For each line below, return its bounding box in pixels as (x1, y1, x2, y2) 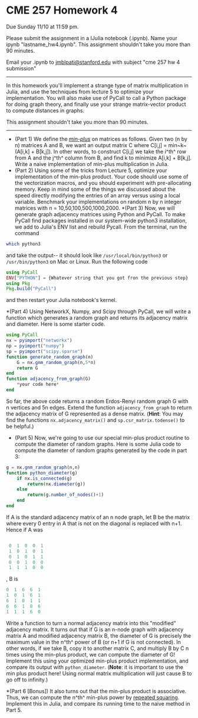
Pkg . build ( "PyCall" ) (6, 286, 57, 292)
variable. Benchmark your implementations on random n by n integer (14, 198, 181, 205)
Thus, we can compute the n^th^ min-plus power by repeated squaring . (6, 694, 180, 701)
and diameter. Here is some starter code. (6, 320, 105, 328)
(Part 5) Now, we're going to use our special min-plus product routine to (14, 434, 190, 441)
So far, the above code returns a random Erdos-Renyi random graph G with (6, 397, 189, 405)
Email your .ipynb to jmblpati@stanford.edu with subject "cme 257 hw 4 (6, 59, 180, 66)
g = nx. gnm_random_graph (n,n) (6, 464, 81, 470)
